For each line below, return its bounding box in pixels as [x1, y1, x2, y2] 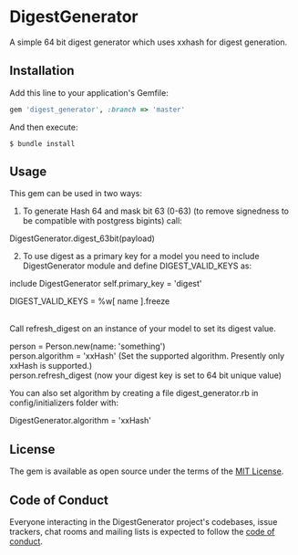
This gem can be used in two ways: [9, 188, 143, 199]
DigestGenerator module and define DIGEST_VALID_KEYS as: [22, 260, 252, 271]
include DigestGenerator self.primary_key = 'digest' [9, 278, 202, 289]
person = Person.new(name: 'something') [9, 340, 166, 352]
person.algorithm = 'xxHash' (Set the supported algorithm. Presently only [9, 351, 285, 361]
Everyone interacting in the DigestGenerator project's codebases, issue [9, 517, 278, 528]
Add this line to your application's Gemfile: [9, 87, 169, 98]
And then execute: [9, 121, 78, 132]
